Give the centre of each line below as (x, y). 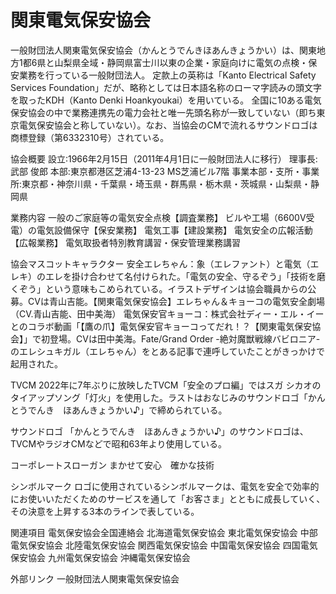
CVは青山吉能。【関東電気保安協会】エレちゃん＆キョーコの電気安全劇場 (176, 301)
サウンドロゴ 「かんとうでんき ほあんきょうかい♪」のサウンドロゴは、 (159, 431)
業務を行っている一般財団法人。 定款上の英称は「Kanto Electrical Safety (167, 75)
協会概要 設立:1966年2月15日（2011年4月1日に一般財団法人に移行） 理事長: (164, 158)
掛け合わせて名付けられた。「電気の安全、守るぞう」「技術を (194, 276)
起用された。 (36, 363)
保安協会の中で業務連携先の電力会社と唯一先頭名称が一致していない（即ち (163, 112)
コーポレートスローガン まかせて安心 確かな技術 (112, 465)
